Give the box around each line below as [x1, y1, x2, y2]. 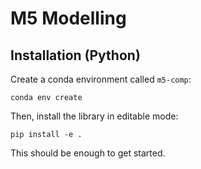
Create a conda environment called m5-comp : [10, 73, 192, 85]
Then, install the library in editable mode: [10, 110, 179, 122]
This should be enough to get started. [10, 147, 166, 159]
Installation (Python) [10, 47, 141, 64]
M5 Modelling [10, 7, 127, 30]
